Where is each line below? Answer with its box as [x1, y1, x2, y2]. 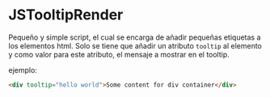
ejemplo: [8, 65, 38, 74]
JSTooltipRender [8, 6, 124, 24]
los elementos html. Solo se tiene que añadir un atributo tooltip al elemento [8, 40, 263, 50]
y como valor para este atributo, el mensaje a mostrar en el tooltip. [8, 49, 230, 59]
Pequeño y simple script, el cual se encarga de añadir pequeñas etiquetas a [8, 32, 261, 42]
